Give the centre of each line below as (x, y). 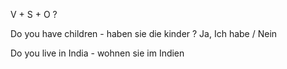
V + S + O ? (34, 14)
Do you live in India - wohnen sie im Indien (97, 53)
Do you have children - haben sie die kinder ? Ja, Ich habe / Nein (144, 33)
